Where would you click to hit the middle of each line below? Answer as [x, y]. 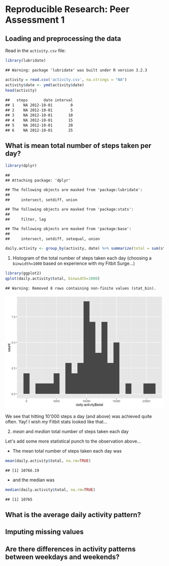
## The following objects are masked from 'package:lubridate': [74, 190]
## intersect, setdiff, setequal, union [53, 239]
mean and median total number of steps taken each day [71, 431]
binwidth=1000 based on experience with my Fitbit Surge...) [74, 263]
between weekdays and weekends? [62, 557]
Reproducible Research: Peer [67, 9]
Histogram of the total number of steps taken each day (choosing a [82, 258]
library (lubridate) [26, 60]
